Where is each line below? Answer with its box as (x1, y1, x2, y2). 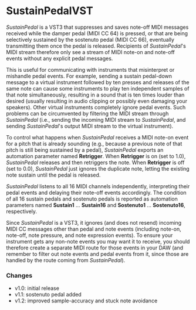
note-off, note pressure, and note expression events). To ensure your (6, 231, 173, 239)
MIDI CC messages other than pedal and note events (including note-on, (6, 225, 181, 232)
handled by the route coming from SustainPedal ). (6, 256, 126, 264)
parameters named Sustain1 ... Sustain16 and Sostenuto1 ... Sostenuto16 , (6, 201, 186, 208)
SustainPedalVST (6, 4, 93, 18)
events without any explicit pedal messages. (6, 55, 113, 62)
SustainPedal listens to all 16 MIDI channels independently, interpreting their (6, 182, 190, 189)
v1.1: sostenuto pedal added (14, 291, 82, 298)
